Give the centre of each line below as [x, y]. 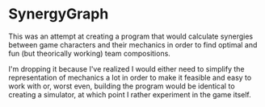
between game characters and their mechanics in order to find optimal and [133, 44]
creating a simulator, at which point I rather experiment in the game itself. [130, 94]
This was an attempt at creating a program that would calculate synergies [130, 36]
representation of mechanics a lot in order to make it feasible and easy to [130, 77]
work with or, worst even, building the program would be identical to [122, 86]
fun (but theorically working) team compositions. [90, 53]
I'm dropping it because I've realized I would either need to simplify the [126, 68]
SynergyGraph [59, 14]
